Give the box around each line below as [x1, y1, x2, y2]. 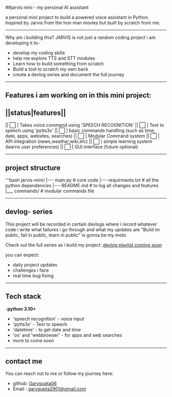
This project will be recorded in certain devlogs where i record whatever [5, 221, 158, 227]
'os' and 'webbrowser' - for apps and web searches [12, 332, 122, 338]
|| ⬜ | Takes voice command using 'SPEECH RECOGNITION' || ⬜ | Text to [5, 122, 164, 128]
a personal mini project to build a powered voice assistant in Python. [5, 14, 149, 20]
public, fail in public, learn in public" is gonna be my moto [5, 232, 126, 238]
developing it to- [5, 40, 40, 46]
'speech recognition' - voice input [12, 316, 84, 322]
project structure [5, 163, 61, 172]
